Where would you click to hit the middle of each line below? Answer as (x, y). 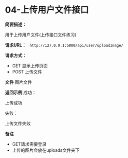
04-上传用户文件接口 (47, 10)
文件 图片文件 (18, 82)
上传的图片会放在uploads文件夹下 (46, 150)
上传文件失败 (18, 123)
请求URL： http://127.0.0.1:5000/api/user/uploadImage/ (64, 45)
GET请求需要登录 (29, 144)
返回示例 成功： (21, 92)
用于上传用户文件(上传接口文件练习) (41, 35)
